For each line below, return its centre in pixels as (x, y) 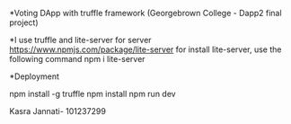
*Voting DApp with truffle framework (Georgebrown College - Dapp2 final (145, 13)
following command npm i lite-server (77, 59)
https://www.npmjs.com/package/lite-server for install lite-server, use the (145, 49)
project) (24, 22)
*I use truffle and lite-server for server (80, 40)
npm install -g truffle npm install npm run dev (93, 94)
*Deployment (35, 76)
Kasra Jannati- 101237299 (57, 111)
